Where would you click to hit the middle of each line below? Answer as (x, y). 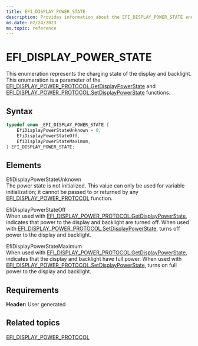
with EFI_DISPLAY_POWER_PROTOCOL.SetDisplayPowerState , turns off (93, 229)
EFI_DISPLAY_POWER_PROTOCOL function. (60, 198)
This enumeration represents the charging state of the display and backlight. (99, 74)
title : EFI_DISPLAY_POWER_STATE (46, 12)
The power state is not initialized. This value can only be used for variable (95, 186)
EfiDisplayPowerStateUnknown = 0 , (59, 130)
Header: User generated (36, 304)
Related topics (33, 323)
